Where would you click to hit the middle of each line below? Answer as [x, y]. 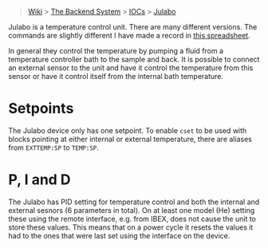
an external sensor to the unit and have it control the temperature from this [131, 68]
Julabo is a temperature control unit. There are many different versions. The [133, 27]
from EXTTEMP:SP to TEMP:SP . [54, 148]
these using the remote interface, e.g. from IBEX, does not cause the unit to [132, 218]
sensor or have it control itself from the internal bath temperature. [116, 76]
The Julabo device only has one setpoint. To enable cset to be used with [128, 130]
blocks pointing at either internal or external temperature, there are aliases [130, 139]
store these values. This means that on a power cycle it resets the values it [131, 227]
